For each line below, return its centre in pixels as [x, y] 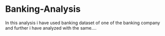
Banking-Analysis [43, 9]
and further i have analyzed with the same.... [51, 28]
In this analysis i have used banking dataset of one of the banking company [83, 23]
